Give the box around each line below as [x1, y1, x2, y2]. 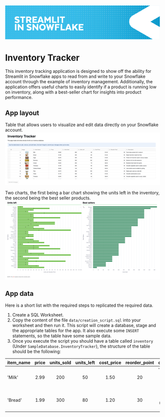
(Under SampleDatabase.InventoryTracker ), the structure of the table [12, 343, 151, 350]
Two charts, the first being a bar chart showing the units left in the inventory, [5, 190, 160, 196]
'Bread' [7, 397, 22, 403]
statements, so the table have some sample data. [12, 333, 112, 339]
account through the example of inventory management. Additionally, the [5, 79, 153, 85]
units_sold [49, 359, 71, 365]
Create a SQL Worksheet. [12, 312, 64, 318]
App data [5, 289, 34, 298]
